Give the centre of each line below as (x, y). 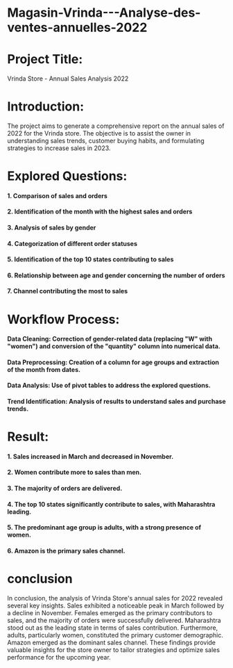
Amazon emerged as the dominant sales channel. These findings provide (112, 642)
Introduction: (46, 107)
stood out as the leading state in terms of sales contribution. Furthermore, (113, 628)
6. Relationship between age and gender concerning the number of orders (116, 275)
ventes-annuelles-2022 (77, 27)
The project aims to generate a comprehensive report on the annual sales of (116, 126)
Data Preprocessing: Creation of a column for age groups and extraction (113, 362)
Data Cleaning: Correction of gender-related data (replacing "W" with (110, 339)
